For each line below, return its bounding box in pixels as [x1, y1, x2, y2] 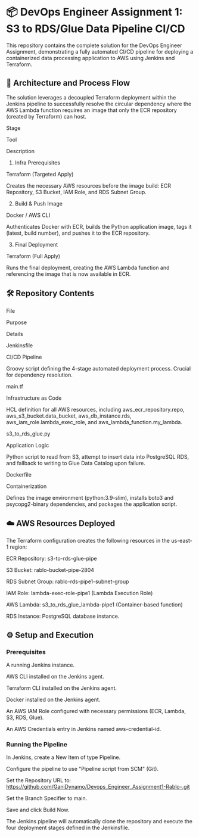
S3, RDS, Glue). [6, 714, 44, 721]
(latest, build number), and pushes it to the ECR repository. [6, 229, 150, 237]
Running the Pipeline [6, 740, 67, 748]
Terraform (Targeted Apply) [6, 170, 74, 178]
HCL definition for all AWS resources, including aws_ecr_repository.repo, [6, 406, 185, 413]
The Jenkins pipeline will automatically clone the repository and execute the [6, 818, 192, 825]
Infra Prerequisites [14, 159, 61, 166]
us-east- [170, 537, 192, 544]
